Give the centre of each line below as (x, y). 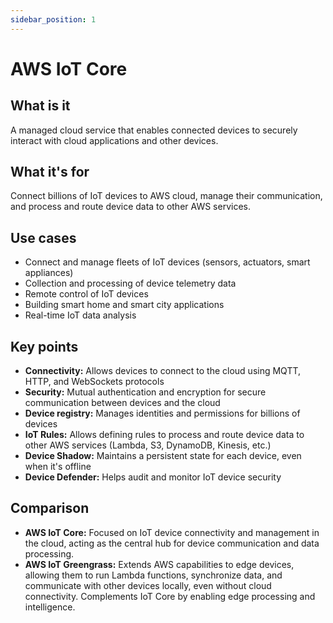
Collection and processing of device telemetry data (130, 283)
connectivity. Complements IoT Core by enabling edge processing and (170, 596)
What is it (40, 106)
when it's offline (58, 467)
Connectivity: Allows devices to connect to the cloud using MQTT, (163, 371)
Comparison (50, 508)
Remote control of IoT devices (86, 294)
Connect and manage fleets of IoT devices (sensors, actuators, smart (167, 262)
